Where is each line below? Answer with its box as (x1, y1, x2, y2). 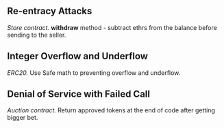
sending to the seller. (7, 31, 66, 39)
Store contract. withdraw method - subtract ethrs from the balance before (7, 23, 217, 31)
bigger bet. (7, 114, 38, 122)
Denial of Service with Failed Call (7, 89, 151, 100)
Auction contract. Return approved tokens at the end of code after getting (7, 106, 216, 114)
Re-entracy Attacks (7, 5, 92, 17)
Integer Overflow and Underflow (7, 50, 149, 62)
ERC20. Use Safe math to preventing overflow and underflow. (7, 68, 181, 77)
